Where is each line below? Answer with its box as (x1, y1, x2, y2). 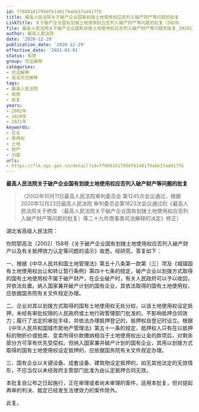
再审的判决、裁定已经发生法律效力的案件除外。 (6, 387, 120, 394)
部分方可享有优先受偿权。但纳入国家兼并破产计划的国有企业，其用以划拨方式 (6, 339, 193, 347)
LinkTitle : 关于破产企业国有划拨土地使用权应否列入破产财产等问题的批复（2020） (6, 20, 183, 25)
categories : (6, 63, 36, 70)
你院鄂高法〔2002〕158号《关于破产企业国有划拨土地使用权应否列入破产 (6, 240, 184, 247)
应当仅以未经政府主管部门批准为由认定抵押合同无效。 (21, 367, 152, 374)
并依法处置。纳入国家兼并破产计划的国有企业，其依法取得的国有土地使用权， (6, 282, 193, 289)
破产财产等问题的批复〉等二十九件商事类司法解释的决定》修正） (25, 215, 182, 222)
